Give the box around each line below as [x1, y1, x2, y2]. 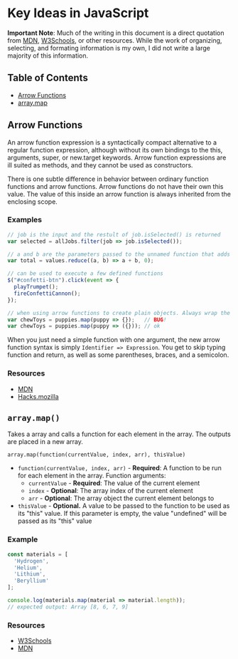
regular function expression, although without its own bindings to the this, [7, 145, 223, 154]
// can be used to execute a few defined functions [7, 270, 163, 277]
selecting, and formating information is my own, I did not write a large [7, 43, 211, 52]
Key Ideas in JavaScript [7, 5, 149, 21]
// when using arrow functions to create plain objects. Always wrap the [7, 309, 231, 316]
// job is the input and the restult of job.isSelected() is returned [7, 231, 221, 238]
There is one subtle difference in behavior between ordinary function [7, 175, 210, 183]
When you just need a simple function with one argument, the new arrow [7, 336, 220, 344]
